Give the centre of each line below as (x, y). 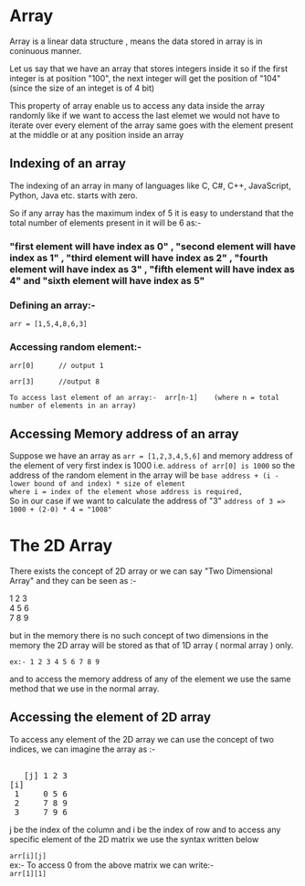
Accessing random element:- (76, 346)
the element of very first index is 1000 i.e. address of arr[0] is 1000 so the (152, 466)
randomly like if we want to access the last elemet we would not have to (145, 115)
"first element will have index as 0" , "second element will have (153, 246)
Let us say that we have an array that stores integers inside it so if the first (149, 69)
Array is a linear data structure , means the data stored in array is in (136, 41)
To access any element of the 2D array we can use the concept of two (142, 739)
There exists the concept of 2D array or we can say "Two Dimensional (141, 571)
